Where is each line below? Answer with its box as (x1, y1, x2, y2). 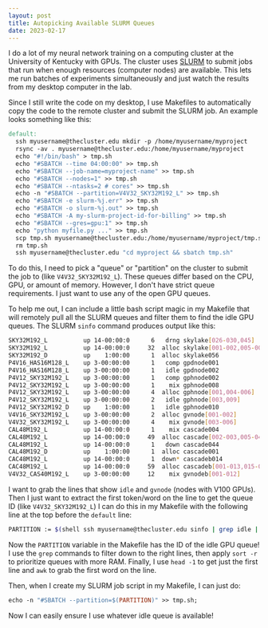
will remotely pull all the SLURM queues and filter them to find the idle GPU (8, 313, 254, 322)
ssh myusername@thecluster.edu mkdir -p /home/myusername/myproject (15, 137, 248, 146)
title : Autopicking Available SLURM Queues (8, 19, 156, 27)
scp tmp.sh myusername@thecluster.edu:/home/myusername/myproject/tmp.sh (15, 234, 266, 242)
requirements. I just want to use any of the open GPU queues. (8, 289, 211, 298)
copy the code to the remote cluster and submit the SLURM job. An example (8, 106, 258, 116)
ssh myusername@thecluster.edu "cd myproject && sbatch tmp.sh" (15, 249, 234, 257)
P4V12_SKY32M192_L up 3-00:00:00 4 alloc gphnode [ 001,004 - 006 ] (8, 389, 255, 397)
